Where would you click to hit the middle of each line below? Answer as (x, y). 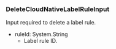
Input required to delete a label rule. (51, 23)
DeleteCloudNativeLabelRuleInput (58, 9)
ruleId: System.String (41, 34)
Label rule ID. (41, 41)
